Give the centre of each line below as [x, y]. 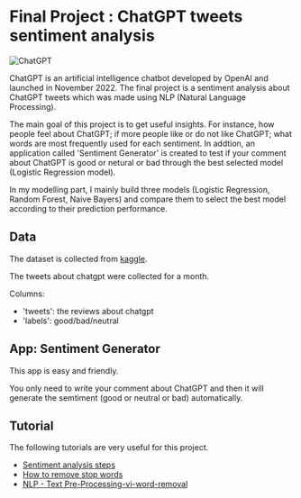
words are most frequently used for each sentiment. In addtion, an [132, 143]
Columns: [27, 294]
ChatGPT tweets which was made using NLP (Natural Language [128, 97]
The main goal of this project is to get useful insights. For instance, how [142, 124]
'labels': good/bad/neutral [70, 321]
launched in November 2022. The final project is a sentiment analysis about [150, 87]
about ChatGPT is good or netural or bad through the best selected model [146, 162]
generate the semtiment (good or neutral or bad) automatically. [126, 397]
